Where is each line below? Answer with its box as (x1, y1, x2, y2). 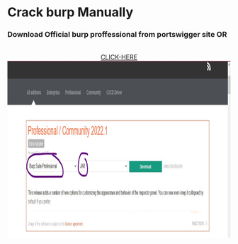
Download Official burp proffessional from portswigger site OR (7, 30, 227, 40)
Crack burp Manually (7, 4, 134, 21)
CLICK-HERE (100, 53, 138, 62)
